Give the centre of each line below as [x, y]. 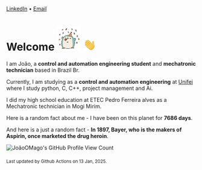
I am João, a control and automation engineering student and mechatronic [101, 63]
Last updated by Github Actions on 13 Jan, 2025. [57, 161]
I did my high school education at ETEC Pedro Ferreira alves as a [87, 99]
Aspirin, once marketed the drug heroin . [57, 136]
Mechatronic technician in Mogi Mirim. [54, 106]
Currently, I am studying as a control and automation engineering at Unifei [99, 81]
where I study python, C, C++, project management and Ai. [80, 88]
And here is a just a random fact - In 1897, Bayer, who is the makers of [94, 130]
